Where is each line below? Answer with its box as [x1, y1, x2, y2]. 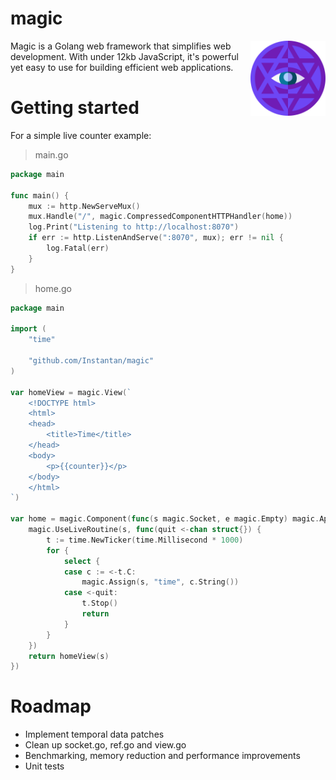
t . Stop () [81, 598, 118, 609]
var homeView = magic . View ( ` [10, 387, 132, 397]
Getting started [10, 97, 140, 119]
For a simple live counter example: [10, 129, 152, 141]
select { [63, 556, 101, 566]
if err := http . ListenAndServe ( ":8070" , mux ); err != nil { [28, 233, 284, 243]
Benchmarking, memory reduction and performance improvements [24, 750, 301, 762]
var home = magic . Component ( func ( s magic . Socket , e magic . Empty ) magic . [10, 514, 320, 524]
